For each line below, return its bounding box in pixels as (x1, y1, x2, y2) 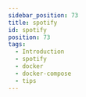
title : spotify (8, 19, 58, 27)
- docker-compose (15, 70, 72, 77)
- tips (15, 77, 37, 84)
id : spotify (8, 26, 47, 34)
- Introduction (15, 48, 65, 56)
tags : (8, 41, 26, 48)
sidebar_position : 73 (8, 11, 79, 20)
